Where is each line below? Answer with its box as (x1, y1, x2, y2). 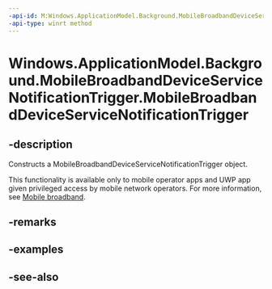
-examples (8, 243, 64, 257)
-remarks (8, 215, 57, 228)
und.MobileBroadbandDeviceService (8, 71, 263, 90)
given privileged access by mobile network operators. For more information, (8, 183, 262, 193)
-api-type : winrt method (8, 19, 92, 27)
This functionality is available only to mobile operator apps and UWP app (8, 174, 251, 184)
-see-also (8, 270, 59, 283)
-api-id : (8, 11, 38, 20)
